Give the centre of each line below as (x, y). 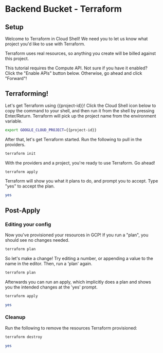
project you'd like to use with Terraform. (45, 44)
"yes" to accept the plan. (30, 186)
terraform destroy (24, 337)
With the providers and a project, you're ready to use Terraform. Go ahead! (80, 163)
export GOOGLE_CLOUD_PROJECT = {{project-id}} (51, 130)
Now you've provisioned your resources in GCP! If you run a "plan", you (77, 235)
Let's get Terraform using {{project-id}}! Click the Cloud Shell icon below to (81, 105)
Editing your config (28, 224)
